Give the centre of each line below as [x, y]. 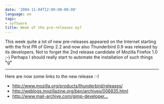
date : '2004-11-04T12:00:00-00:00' [41, 10]
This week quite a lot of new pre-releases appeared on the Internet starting [81, 42]
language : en [18, 14]
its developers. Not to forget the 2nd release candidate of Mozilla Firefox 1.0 [81, 52]
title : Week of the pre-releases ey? [43, 28]
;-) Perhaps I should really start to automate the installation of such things [79, 57]
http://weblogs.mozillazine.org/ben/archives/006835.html [70, 91]
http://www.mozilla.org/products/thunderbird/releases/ [67, 86]
